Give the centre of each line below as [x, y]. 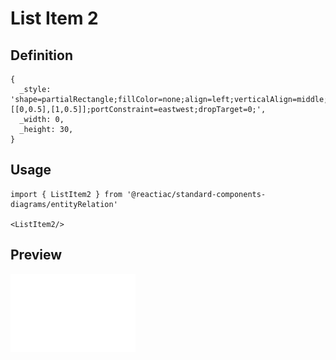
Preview [36, 255]
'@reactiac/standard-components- [196, 194]
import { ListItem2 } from [66, 194]
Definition [41, 55]
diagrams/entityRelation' [64, 204]
